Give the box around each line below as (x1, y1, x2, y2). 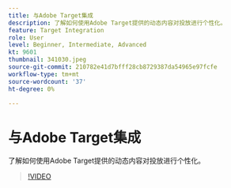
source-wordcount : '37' (8, 77, 87, 85)
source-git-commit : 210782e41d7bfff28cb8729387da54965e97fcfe (8, 63, 218, 71)
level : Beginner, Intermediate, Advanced (8, 41, 147, 49)
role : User (8, 33, 44, 42)
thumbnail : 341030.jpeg (8, 56, 87, 64)
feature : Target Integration (8, 26, 104, 34)
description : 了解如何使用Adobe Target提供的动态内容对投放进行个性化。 (8, 19, 227, 27)
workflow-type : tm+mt (8, 70, 80, 78)
